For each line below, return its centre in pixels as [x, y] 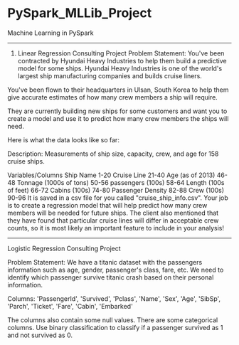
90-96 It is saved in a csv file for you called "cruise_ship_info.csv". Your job [118, 198]
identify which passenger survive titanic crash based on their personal [111, 277]
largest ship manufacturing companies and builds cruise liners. [110, 75]
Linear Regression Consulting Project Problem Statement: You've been [121, 53]
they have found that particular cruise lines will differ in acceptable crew [113, 220]
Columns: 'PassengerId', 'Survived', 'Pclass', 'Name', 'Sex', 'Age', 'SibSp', [114, 298]
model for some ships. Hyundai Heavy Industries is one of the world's [120, 68]
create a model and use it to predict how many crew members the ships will [118, 118]
